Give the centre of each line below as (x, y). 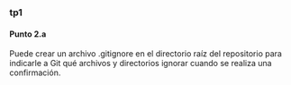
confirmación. (35, 72)
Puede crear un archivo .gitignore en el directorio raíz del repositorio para (145, 54)
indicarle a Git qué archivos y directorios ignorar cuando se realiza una (141, 64)
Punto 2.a (28, 34)
